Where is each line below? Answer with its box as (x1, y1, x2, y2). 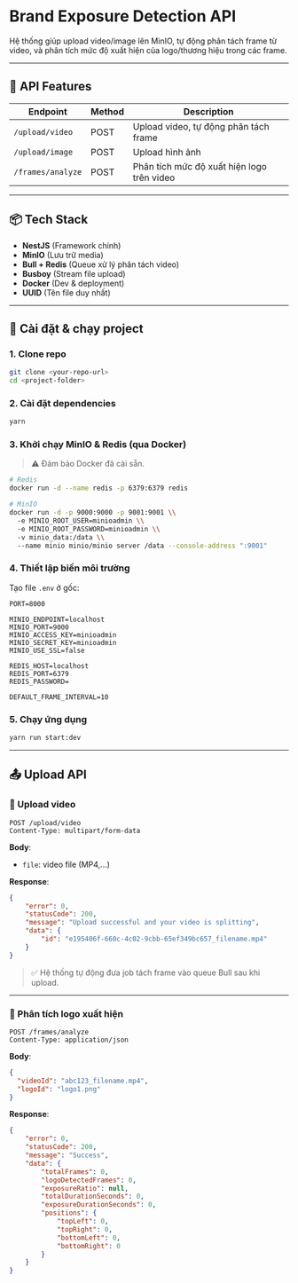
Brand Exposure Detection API (9, 6, 237, 27)
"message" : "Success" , (25, 1151, 109, 1160)
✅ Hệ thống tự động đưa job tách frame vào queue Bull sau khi (30, 967, 261, 978)
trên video (132, 171, 176, 184)
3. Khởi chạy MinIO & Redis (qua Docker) (9, 438, 187, 451)
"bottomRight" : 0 (56, 1241, 122, 1250)
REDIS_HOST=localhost (9, 661, 90, 671)
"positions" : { (41, 1208, 98, 1217)
